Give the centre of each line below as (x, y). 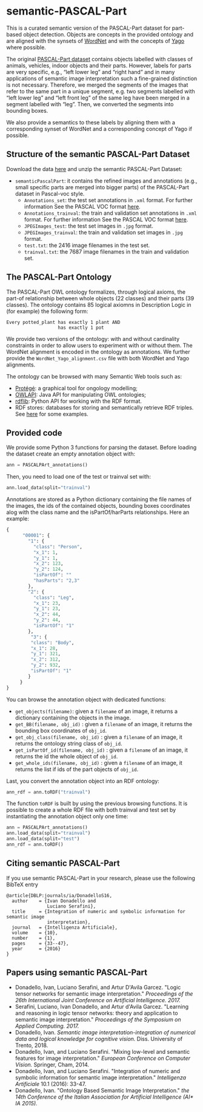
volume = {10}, (35, 932)
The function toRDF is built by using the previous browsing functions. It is (97, 804)
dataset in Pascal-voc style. (50, 194)
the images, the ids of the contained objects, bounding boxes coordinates (98, 506)
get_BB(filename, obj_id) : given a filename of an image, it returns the (104, 724)
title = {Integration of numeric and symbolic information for (99, 911)
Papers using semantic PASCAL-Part (77, 973)
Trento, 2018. (32, 1045)
